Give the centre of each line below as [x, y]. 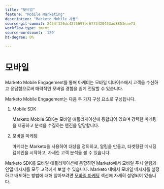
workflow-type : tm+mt [27, 28]
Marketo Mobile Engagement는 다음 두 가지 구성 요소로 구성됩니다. [70, 99]
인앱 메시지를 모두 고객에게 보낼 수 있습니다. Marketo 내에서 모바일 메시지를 [78, 169]
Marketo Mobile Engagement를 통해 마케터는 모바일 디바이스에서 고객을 [75, 82]
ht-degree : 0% [20, 38]
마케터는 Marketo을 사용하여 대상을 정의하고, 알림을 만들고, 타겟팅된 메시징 [84, 146]
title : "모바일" [20, 10]
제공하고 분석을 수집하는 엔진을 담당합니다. [58, 125]
